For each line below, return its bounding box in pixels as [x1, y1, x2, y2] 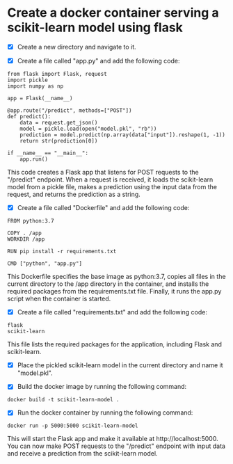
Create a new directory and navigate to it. [17, 42, 137, 51]
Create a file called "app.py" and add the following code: [17, 57, 180, 65]
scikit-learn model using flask [7, 19, 183, 35]
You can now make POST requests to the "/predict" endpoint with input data [7, 442, 226, 450]
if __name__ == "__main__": [7, 150, 89, 157]
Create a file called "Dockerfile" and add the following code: [17, 204, 190, 212]
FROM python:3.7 [7, 218, 54, 225]
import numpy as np [7, 83, 64, 90]
